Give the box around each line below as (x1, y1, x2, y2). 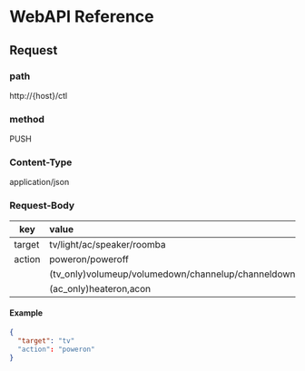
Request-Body (9, 200, 75, 212)
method (9, 112, 45, 125)
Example (9, 308, 44, 318)
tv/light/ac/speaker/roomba (49, 238, 166, 250)
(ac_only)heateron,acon (49, 282, 152, 295)
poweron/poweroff (49, 252, 129, 265)
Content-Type (9, 156, 73, 169)
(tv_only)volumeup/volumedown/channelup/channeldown (49, 268, 296, 280)
